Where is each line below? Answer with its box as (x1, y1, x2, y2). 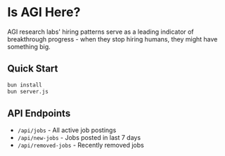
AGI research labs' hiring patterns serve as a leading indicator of (7, 27, 195, 36)
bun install (7, 82, 42, 89)
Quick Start (7, 63, 58, 74)
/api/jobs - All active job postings (17, 126, 117, 134)
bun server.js (7, 88, 49, 95)
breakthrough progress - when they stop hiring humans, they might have (7, 34, 218, 43)
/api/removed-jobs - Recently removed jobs (17, 141, 144, 150)
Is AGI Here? (7, 4, 81, 20)
